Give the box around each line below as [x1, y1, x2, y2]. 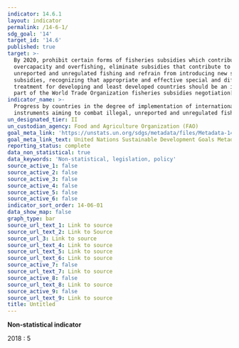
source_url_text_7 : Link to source [7, 268, 113, 275]
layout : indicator [7, 17, 62, 24]
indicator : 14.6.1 [7, 10, 62, 18]
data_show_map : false [7, 209, 72, 216]
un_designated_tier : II [7, 116, 78, 123]
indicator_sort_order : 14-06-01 [7, 202, 103, 210]
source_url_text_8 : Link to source [7, 281, 113, 288]
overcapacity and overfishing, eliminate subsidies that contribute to [14, 63, 231, 70]
